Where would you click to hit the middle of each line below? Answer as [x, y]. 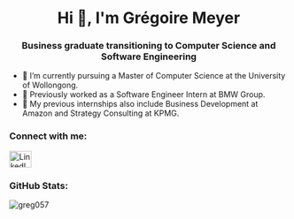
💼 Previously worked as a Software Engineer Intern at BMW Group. [143, 94]
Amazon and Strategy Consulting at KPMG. [101, 113]
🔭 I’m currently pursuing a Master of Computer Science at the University [154, 76]
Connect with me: [48, 136]
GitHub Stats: [39, 185]
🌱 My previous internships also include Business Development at [140, 104]
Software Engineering [149, 57]
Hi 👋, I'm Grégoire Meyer [149, 18]
